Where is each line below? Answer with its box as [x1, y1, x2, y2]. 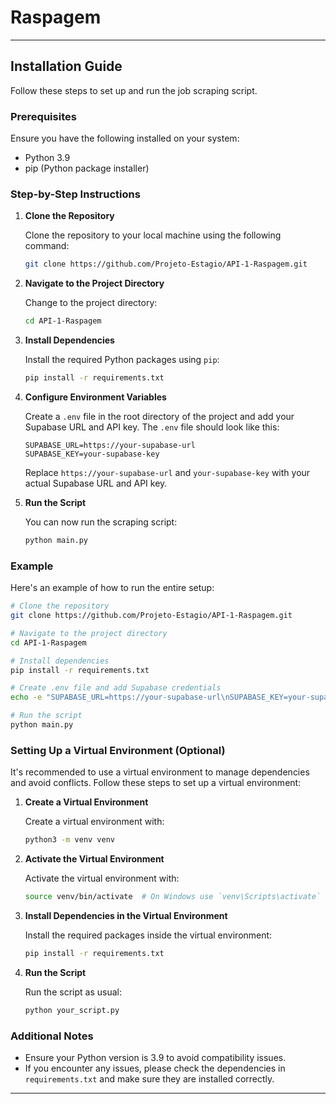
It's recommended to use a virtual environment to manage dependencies [10, 766, 310, 778]
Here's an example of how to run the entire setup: [10, 582, 215, 594]
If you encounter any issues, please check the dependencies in [24, 1062, 286, 1074]
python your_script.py [24, 1005, 120, 1015]
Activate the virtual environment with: [24, 872, 180, 885]
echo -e [10, 692, 43, 703]
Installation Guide [10, 58, 123, 75]
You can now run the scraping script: [24, 516, 178, 528]
